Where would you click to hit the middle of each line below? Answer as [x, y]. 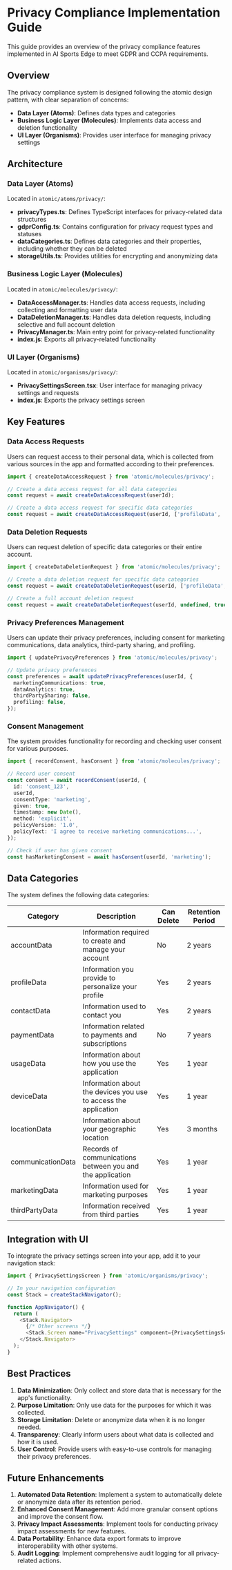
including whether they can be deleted [72, 249]
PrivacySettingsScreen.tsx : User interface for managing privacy [109, 385]
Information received [116, 1206]
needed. [29, 1427]
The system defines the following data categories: [78, 895]
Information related [114, 1026]
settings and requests [48, 393]
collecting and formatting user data [67, 309]
